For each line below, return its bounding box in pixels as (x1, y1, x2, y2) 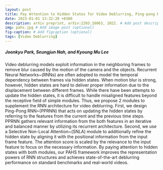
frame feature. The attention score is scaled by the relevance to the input (5, 139, 151, 145)
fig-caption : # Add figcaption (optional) (5, 30, 92, 34)
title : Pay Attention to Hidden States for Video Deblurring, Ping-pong (5, 12, 155, 17)
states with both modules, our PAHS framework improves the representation (5, 149, 157, 155)
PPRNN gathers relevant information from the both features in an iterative (5, 118, 152, 124)
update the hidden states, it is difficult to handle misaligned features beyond (5, 92, 157, 98)
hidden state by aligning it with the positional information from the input (5, 134, 148, 139)
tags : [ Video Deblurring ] (5, 34, 57, 39)
